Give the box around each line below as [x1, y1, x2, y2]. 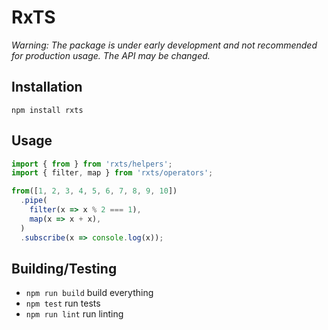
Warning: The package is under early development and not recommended [11, 39, 318, 51]
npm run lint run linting [25, 308, 124, 320]
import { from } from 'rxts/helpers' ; [11, 159, 173, 169]
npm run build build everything [25, 287, 154, 299]
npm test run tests [25, 297, 101, 310]
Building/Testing [11, 260, 118, 277]
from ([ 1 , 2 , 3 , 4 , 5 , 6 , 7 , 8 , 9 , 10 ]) [11, 186, 178, 196]
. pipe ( [20, 196, 48, 206]
